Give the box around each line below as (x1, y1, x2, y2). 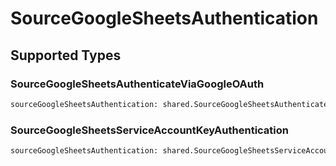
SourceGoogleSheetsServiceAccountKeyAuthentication (10, 123, 290, 137)
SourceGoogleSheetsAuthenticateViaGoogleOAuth (10, 77, 265, 91)
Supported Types (10, 47, 122, 64)
